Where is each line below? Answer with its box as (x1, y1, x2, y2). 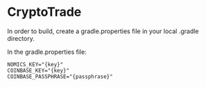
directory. (7, 34, 35, 42)
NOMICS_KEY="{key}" (7, 61, 64, 68)
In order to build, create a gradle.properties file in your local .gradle (7, 27, 199, 35)
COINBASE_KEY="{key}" (7, 67, 70, 74)
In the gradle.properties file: (7, 48, 87, 56)
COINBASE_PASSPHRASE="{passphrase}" (7, 73, 113, 80)
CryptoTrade (7, 4, 82, 20)
